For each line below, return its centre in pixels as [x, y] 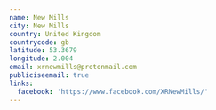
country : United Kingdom [55, 34]
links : [21, 83]
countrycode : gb [39, 42]
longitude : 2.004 [41, 59]
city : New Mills [39, 26]
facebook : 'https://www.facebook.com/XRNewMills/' [113, 91]
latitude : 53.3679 [43, 51]
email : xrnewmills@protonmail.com [73, 67]
